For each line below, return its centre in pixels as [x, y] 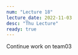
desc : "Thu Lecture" [33, 23]
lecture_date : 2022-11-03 [39, 18]
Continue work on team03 [39, 46]
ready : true [21, 29]
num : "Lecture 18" [30, 12]
